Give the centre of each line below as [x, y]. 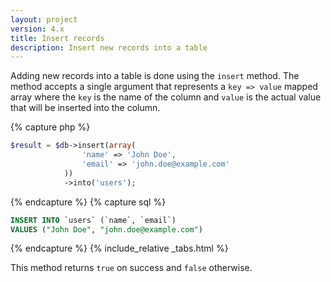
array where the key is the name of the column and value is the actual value [166, 97]
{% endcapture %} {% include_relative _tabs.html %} [119, 248]
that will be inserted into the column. [85, 108]
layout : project [44, 19]
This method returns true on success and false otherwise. [131, 268]
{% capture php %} [50, 127]
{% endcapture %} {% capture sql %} [88, 202]
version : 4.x [37, 29]
